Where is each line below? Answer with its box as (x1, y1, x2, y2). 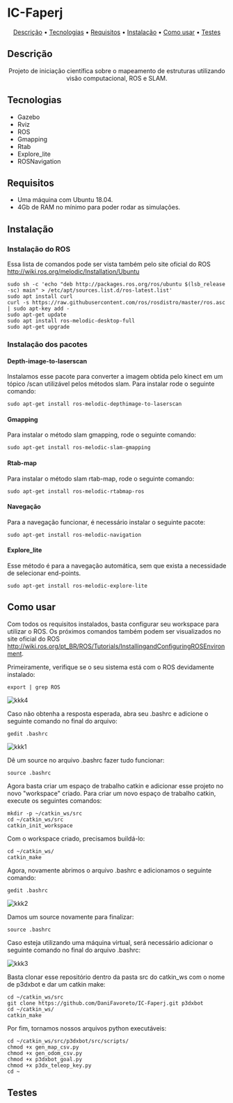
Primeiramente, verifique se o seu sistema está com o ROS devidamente (7, 663, 214, 671)
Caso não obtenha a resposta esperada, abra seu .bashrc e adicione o (7, 709, 209, 718)
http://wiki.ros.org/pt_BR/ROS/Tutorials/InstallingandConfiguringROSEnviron (7, 642, 225, 650)
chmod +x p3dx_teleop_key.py (7, 1062, 92, 1069)
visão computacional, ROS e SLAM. (65, 74, 168, 82)
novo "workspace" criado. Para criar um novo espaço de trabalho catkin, (7, 789, 216, 797)
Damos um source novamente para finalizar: (7, 912, 134, 921)
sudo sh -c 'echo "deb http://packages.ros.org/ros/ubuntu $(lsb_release (7, 281, 226, 288)
